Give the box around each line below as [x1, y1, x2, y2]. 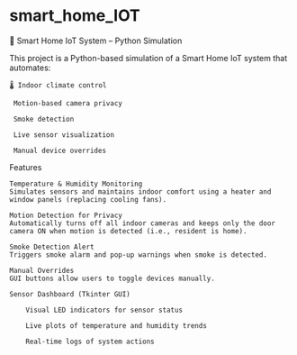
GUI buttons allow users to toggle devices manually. [9, 274, 216, 283]
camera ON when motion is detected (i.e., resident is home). [9, 226, 247, 235]
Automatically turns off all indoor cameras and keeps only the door [9, 218, 276, 228]
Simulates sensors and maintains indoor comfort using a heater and [9, 187, 272, 196]
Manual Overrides [9, 266, 75, 275]
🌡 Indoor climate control [9, 80, 107, 90]
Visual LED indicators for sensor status [25, 305, 183, 314]
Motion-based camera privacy [13, 98, 123, 108]
